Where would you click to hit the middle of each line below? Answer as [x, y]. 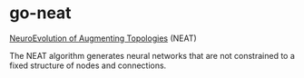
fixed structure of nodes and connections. [88, 65]
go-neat [40, 13]
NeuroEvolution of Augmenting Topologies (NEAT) [103, 38]
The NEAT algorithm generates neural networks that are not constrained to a [152, 55]
